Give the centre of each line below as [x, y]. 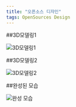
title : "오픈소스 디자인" [34, 12]
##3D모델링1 [21, 35]
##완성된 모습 [22, 85]
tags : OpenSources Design [38, 17]
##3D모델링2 [22, 60]
